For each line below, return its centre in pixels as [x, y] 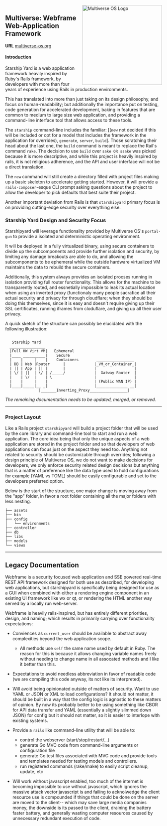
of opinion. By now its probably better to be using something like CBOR [85, 705]
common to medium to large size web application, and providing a [73, 115]
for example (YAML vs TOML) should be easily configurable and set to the [81, 476]
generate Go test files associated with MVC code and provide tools [88, 756]
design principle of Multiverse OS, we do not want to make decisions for [79, 460]
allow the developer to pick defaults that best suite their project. [70, 193]
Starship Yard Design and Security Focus [56, 220]
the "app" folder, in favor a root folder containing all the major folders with [81, 496]
